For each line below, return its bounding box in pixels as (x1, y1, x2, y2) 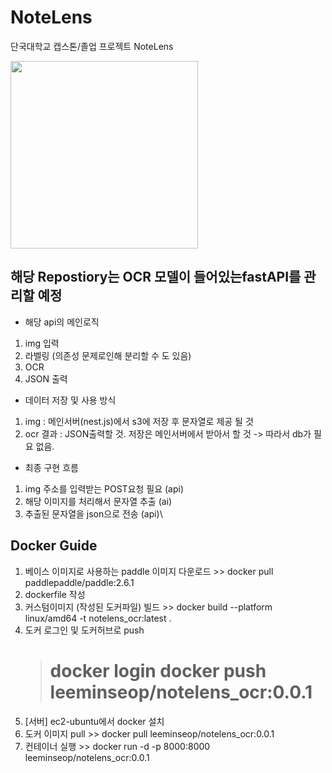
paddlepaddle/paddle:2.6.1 (24, 576, 135, 588)
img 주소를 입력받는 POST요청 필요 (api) (24, 482, 185, 495)
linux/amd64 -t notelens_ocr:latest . (24, 612, 172, 624)
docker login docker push (49, 659, 267, 682)
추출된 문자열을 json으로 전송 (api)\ (24, 507, 163, 520)
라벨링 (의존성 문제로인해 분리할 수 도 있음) (24, 349, 192, 361)
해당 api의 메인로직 (24, 316, 100, 328)
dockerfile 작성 (24, 588, 86, 600)
